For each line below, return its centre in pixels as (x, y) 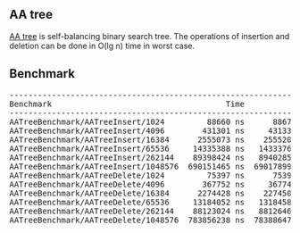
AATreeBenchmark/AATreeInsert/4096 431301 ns (127, 130)
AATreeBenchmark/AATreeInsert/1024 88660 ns (127, 121)
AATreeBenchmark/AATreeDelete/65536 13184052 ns (127, 202)
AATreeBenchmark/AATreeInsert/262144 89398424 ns (127, 157)
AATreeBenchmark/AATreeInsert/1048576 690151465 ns (127, 166)
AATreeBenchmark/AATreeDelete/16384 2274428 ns (127, 193)
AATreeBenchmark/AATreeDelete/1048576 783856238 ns (127, 220)
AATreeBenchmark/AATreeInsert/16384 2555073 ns (127, 139)
